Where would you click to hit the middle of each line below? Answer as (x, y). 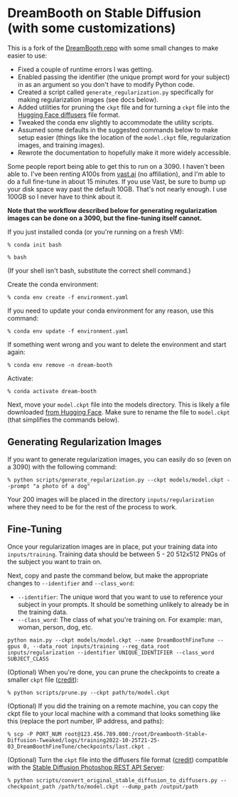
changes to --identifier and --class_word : (71, 583)
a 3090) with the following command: (62, 467)
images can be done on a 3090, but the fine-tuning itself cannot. (105, 218)
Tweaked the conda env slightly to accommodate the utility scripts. (116, 122)
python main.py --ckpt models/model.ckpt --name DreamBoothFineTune (111, 640)
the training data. (43, 612)
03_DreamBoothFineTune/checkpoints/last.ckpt (76, 746)
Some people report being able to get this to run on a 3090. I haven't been (116, 166)
